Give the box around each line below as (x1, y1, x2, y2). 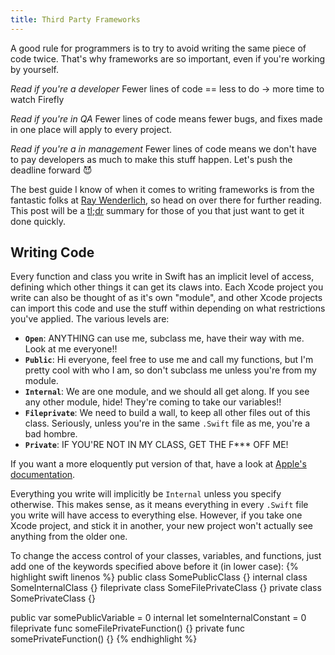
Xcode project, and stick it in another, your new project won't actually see (10, 520, 314, 532)
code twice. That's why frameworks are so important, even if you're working (10, 52, 326, 65)
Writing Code (10, 244, 95, 261)
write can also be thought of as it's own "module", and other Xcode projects (10, 292, 323, 304)
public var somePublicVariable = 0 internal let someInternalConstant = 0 (10, 612, 307, 624)
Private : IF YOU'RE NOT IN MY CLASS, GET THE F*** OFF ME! (24, 439, 289, 451)
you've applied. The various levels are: (10, 313, 170, 325)
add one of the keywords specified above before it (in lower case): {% (10, 561, 299, 573)
